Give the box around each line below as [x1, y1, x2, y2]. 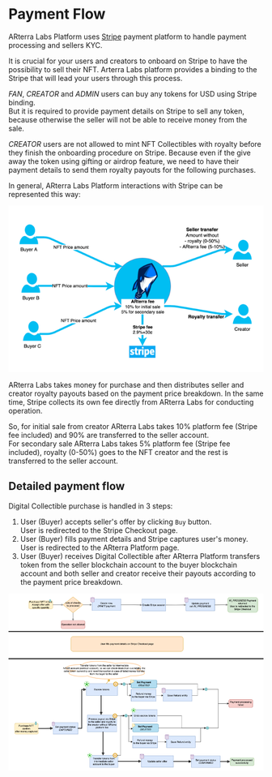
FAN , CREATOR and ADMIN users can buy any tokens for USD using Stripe [8, 88, 257, 98]
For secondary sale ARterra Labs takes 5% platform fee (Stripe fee [8, 439, 231, 449]
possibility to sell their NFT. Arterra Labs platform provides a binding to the [8, 64, 257, 74]
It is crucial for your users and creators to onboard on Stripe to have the [8, 56, 248, 66]
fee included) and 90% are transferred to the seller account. [8, 430, 209, 440]
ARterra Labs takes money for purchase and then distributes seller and [8, 380, 244, 389]
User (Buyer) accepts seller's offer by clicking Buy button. [19, 517, 212, 526]
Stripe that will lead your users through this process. [8, 73, 183, 83]
